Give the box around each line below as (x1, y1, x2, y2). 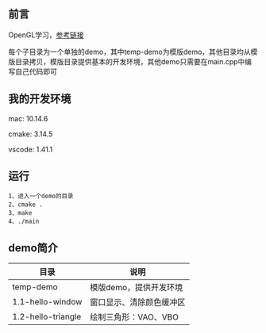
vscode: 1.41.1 (8, 144, 53, 154)
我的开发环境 (8, 92, 71, 105)
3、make (8, 209, 33, 217)
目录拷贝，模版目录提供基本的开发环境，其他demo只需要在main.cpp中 (14, 56, 245, 66)
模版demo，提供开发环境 (90, 282, 183, 293)
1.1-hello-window (12, 297, 83, 308)
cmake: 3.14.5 (8, 129, 53, 139)
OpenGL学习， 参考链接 (8, 30, 85, 40)
